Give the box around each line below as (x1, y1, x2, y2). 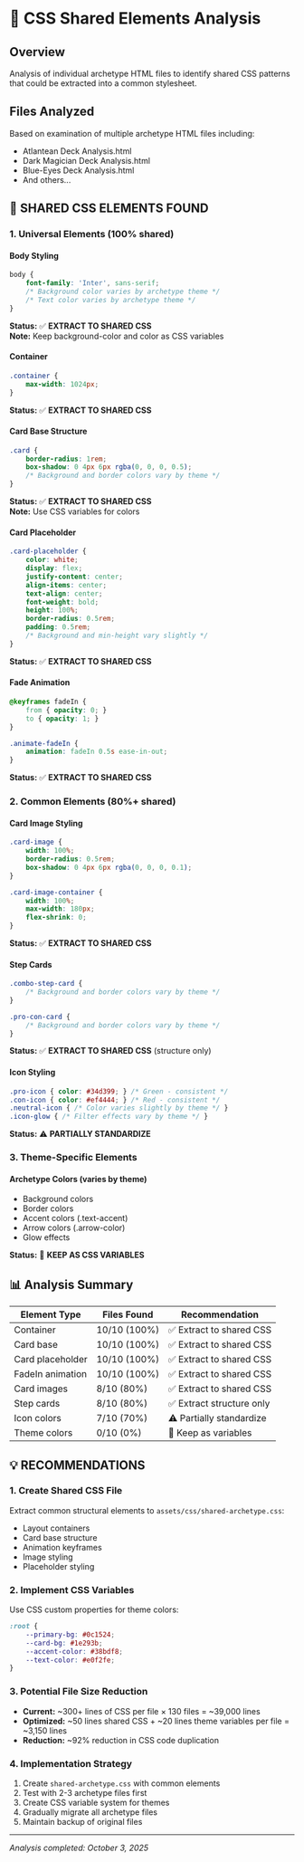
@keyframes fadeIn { (9, 697, 88, 707)
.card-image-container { (9, 887, 103, 897)
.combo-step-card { (9, 979, 83, 988)
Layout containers (22, 1523, 90, 1533)
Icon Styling (9, 1067, 56, 1078)
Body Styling (9, 250, 59, 261)
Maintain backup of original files (22, 1816, 143, 1827)
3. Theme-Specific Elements (9, 1151, 138, 1164)
